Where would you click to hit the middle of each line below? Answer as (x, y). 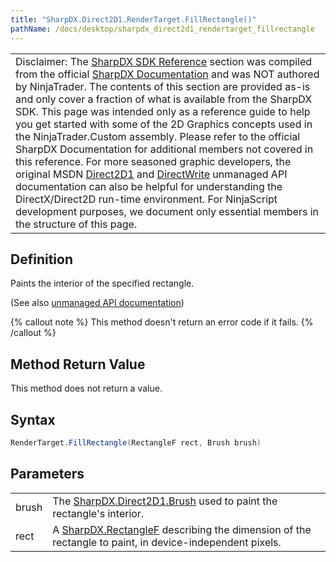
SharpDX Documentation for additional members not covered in (164, 149)
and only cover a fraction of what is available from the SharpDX (164, 99)
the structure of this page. (76, 224)
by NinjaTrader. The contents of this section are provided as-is (163, 86)
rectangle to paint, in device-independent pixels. (167, 542)
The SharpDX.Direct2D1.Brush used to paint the (165, 501)
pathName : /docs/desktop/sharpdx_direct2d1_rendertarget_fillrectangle (162, 29)
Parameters (47, 474)
